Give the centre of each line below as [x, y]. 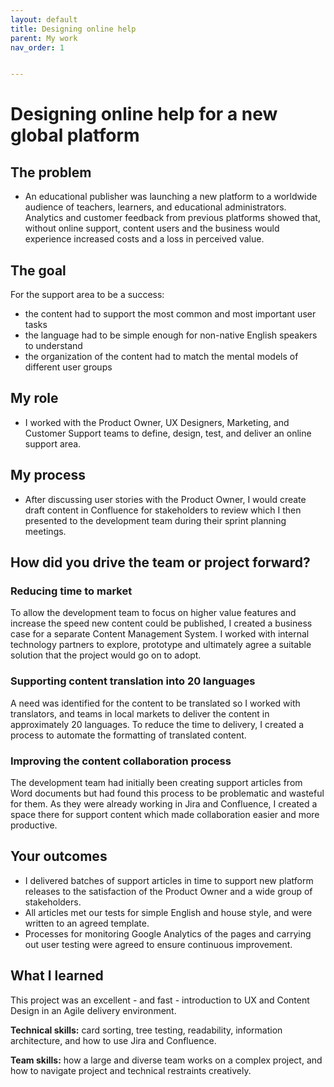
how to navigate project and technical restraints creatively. [131, 1070]
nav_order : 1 [37, 47]
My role [34, 398]
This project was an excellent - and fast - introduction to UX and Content [160, 1000]
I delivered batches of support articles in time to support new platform [169, 880]
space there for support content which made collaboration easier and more [165, 814]
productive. [34, 825]
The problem [51, 172]
